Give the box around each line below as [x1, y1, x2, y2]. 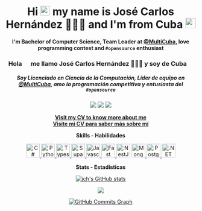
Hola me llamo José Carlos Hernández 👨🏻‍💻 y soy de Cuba [8, 59, 188, 68]
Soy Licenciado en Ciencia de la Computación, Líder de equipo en [16, 74, 185, 81]
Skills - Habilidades [75, 131, 126, 139]
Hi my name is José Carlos [27, 5, 174, 19]
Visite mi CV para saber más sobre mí [52, 120, 149, 127]
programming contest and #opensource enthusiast [37, 44, 164, 51]
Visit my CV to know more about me [54, 113, 147, 121]
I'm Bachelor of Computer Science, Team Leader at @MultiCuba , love [12, 38, 189, 45]
